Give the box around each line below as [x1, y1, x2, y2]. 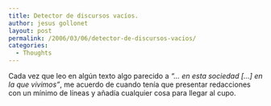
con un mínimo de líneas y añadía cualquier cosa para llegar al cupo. [8, 88, 236, 97]
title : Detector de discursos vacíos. [8, 11, 139, 20]
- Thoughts [15, 49, 52, 57]
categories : [8, 42, 48, 50]
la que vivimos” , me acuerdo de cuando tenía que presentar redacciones [8, 79, 252, 89]
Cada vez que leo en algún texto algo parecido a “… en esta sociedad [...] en [8, 71, 263, 80]
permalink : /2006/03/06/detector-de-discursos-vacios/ [8, 34, 197, 43]
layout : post [8, 26, 52, 35]
